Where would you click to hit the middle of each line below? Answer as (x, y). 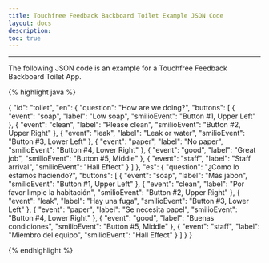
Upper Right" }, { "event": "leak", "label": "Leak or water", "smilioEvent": (127, 133)
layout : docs (30, 23)
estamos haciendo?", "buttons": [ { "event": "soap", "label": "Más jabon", (128, 176)
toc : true (25, 38)
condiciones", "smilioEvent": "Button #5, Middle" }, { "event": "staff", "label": (134, 227)
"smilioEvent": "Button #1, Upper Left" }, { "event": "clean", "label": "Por (126, 184)
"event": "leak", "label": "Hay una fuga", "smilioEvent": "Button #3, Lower (129, 201)
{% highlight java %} (42, 92)
